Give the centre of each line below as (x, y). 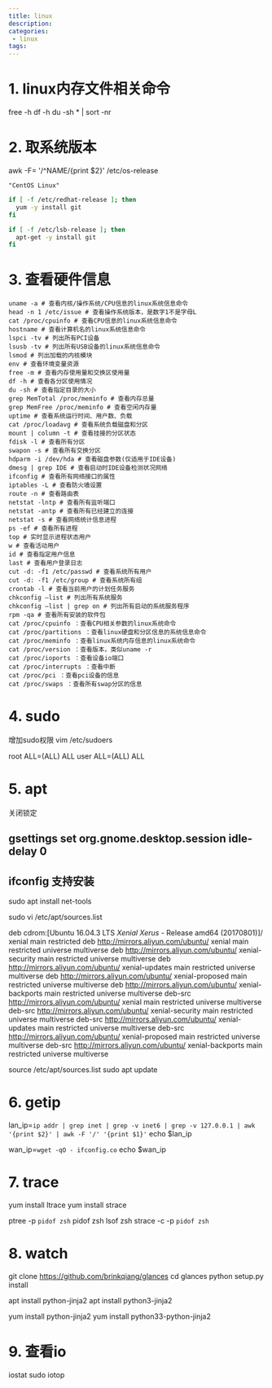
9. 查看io (37, 1352)
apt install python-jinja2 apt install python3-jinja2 (90, 1301)
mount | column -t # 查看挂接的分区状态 (72, 433)
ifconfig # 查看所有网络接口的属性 (62, 477)
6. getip (35, 1103)
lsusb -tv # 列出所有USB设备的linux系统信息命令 (84, 347)
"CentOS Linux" (34, 186)
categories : (29, 31)
